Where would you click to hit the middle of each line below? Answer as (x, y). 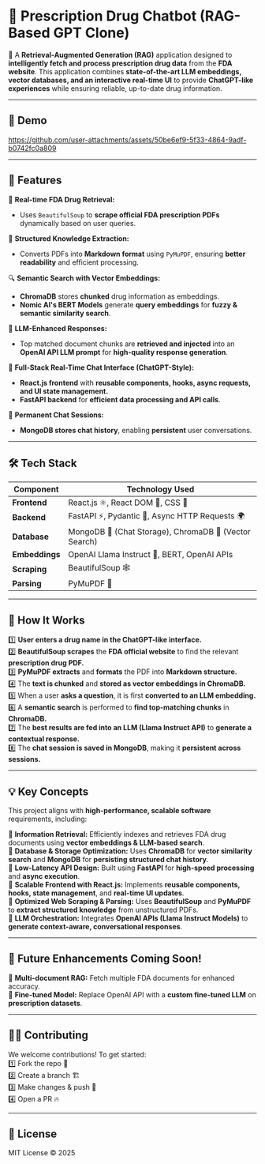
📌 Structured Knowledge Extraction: (69, 238)
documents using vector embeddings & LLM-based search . (106, 842)
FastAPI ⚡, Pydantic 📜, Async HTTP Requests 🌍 (157, 516)
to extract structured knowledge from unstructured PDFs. (103, 910)
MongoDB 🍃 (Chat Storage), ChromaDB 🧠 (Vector (159, 532)
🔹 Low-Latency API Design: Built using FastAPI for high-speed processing (131, 868)
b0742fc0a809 (32, 148)
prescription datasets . (45, 1003)
